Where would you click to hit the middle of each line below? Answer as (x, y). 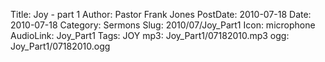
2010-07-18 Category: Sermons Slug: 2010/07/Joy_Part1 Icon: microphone (163, 25)
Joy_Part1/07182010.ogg (60, 46)
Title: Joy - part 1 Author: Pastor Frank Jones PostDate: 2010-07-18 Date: (161, 14)
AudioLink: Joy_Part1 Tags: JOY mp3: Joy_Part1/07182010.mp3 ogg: (150, 35)
